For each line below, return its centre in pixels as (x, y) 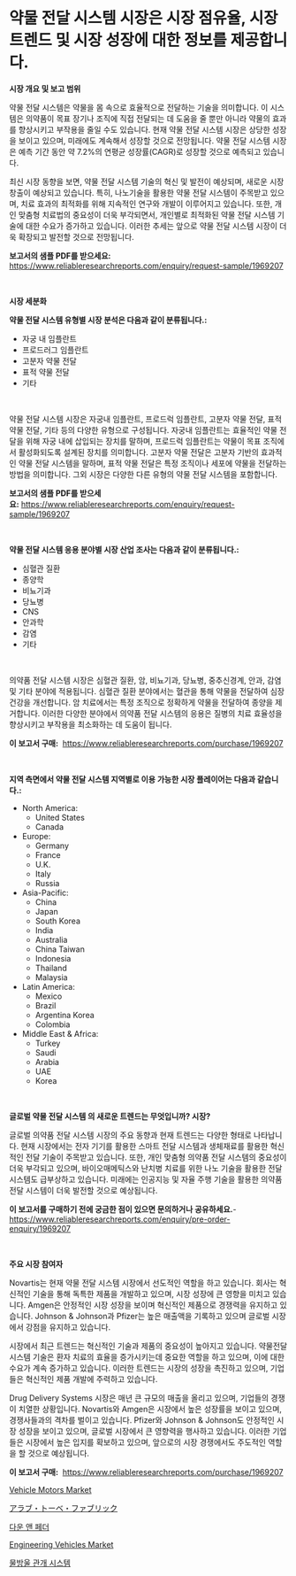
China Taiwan (60, 949)
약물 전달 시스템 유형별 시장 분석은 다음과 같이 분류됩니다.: (108, 320)
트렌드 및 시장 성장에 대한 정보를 (118, 40)
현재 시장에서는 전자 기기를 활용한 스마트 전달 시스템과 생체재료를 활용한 (144, 1146)
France (48, 854)
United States (60, 817)
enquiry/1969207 (40, 1228)
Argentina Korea (65, 1015)
